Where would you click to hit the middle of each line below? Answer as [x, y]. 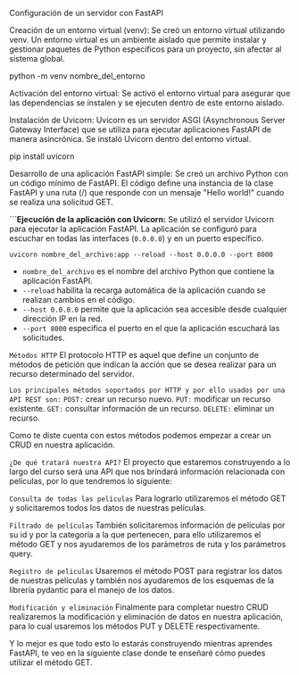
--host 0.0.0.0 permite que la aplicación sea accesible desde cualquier [155, 309]
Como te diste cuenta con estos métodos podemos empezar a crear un [140, 435]
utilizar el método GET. [51, 662]
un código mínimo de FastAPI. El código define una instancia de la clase [141, 183]
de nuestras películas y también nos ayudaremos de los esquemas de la [142, 580]
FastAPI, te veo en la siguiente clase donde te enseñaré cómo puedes [137, 653]
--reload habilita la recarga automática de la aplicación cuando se [144, 290]
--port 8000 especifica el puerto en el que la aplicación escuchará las [151, 328]
